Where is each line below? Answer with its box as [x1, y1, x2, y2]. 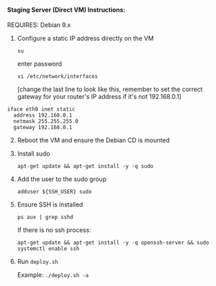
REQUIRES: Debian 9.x [7, 21, 71, 29]
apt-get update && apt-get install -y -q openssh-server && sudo [17, 239, 209, 247]
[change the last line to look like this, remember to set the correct [17, 85, 203, 93]
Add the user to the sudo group [17, 175, 107, 183]
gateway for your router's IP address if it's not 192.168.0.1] [17, 93, 181, 101]
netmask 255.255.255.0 [13, 118, 79, 125]
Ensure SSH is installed [17, 200, 84, 209]
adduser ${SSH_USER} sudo [17, 189, 92, 196]
